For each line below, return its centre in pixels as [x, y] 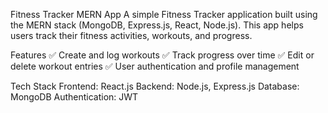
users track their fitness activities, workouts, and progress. [131, 35]
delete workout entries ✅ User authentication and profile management [155, 66]
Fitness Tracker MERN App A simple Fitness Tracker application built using [164, 14]
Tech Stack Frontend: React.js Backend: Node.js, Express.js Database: [155, 86]
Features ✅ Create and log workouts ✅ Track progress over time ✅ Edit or [162, 55]
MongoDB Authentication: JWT [74, 97]
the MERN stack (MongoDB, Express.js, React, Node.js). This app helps [157, 25]
